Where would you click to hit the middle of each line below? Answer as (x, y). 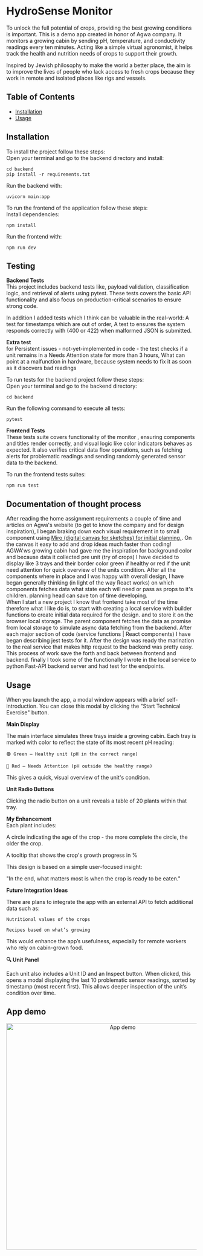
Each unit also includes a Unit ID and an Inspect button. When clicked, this (99, 974)
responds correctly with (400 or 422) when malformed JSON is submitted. (99, 331)
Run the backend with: (34, 185)
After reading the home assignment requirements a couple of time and (94, 519)
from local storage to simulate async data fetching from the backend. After (99, 628)
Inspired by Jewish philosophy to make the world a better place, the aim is (99, 65)
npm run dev (21, 248)
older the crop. (25, 843)
